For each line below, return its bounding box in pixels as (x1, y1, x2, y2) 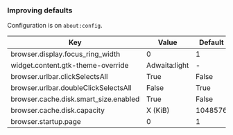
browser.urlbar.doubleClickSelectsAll (10, 83, 132, 93)
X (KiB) (146, 106, 170, 116)
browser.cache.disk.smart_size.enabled (10, 94, 140, 104)
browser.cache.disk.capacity (10, 106, 105, 116)
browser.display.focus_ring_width (10, 49, 121, 59)
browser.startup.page (10, 117, 81, 127)
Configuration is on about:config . (7, 21, 103, 30)
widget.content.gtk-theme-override (10, 61, 129, 71)
